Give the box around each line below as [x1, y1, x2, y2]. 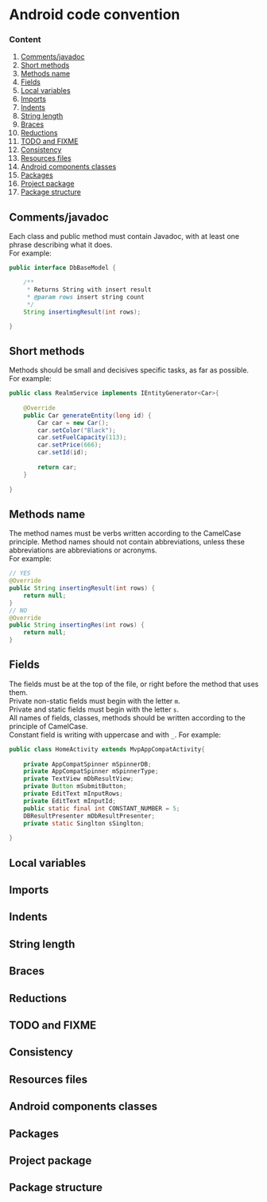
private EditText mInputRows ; [23, 790, 124, 798]
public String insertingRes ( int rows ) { [9, 621, 145, 630]
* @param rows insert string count [26, 293, 145, 301]
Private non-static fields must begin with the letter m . [9, 696, 181, 705]
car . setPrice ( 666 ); [37, 441, 103, 449]
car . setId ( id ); [37, 448, 88, 457]
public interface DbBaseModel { [9, 264, 116, 272]
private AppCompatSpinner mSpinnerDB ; [23, 760, 152, 768]
